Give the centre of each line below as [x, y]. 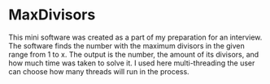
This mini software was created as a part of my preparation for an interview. [135, 37]
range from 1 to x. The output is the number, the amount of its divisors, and [134, 54]
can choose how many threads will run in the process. [99, 71]
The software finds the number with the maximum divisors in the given [127, 45]
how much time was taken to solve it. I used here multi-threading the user [132, 63]
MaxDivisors [52, 15]
